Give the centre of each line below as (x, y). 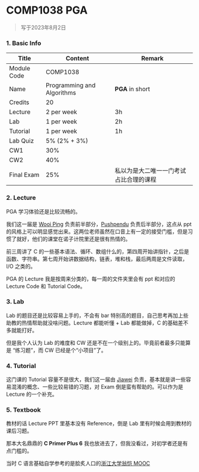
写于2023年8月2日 (43, 27)
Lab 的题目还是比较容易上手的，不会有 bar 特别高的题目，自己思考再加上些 (97, 315)
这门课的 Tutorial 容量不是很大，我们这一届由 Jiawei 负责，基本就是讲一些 (96, 380)
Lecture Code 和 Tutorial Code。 (46, 286)
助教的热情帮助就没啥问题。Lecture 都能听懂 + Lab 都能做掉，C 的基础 (92, 322)
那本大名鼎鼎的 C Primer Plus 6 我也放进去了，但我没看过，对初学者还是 (94, 444)
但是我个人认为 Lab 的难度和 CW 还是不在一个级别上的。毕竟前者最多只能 (96, 342)
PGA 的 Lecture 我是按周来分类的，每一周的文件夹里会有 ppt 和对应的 (91, 279)
